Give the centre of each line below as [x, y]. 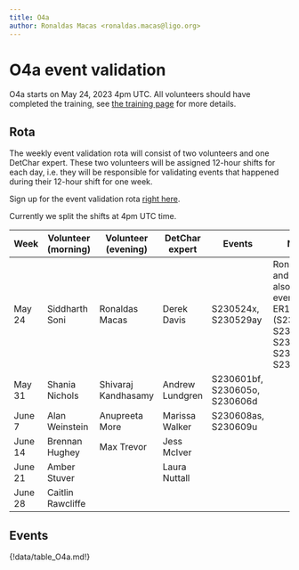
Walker [177, 427]
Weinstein [68, 427]
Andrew [179, 385]
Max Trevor [123, 447]
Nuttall [176, 478]
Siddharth [68, 309]
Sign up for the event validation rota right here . [95, 199]
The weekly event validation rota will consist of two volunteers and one [139, 153]
